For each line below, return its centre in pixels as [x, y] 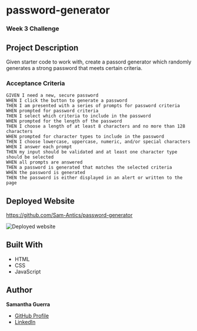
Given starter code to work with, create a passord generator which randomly [99, 62]
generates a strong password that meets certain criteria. [74, 68]
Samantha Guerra [28, 304]
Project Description [42, 48]
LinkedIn [25, 322]
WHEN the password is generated [46, 173]
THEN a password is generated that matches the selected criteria [89, 168]
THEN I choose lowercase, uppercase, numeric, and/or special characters [98, 142]
